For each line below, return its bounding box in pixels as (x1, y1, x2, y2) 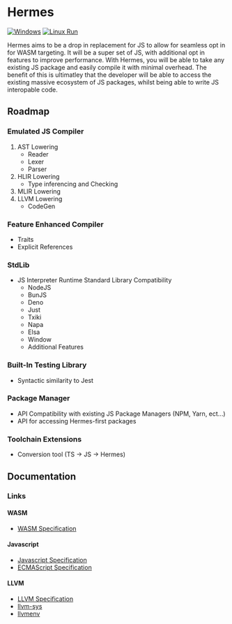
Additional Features (27, 343, 84, 351)
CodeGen (27, 202, 56, 210)
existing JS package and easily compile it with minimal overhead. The (7, 63, 207, 71)
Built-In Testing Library (7, 361, 87, 370)
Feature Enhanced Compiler (7, 219, 104, 229)
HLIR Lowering (17, 172, 60, 180)
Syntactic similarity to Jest (17, 376, 94, 384)
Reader (27, 150, 49, 158)
